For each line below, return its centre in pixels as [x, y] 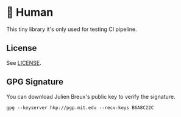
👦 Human [30, 12]
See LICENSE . [24, 62]
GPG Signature [35, 82]
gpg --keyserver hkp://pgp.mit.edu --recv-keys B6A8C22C [80, 108]
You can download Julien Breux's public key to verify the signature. [91, 96]
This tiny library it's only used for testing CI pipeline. [72, 29]
